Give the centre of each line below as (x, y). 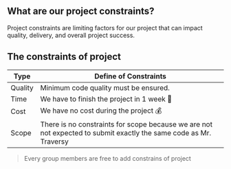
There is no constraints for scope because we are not (126, 124)
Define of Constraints (130, 76)
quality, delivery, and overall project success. (71, 35)
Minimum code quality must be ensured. (105, 87)
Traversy (54, 142)
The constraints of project (64, 57)
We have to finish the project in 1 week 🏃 (106, 99)
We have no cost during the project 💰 (101, 111)
